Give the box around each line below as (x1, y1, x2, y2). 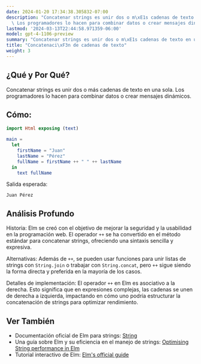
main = (6, 136, 23, 143)
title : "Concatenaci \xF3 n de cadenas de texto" (6, 43, 127, 49)
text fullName (17, 170, 52, 176)
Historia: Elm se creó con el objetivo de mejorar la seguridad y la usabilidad (6, 224, 192, 231)
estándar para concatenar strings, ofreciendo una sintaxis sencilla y (6, 237, 173, 245)
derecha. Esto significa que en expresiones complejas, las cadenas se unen (6, 286, 193, 293)
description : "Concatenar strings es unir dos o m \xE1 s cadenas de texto (6, 14, 194, 20)
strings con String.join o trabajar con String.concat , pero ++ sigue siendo (6, 261, 191, 269)
